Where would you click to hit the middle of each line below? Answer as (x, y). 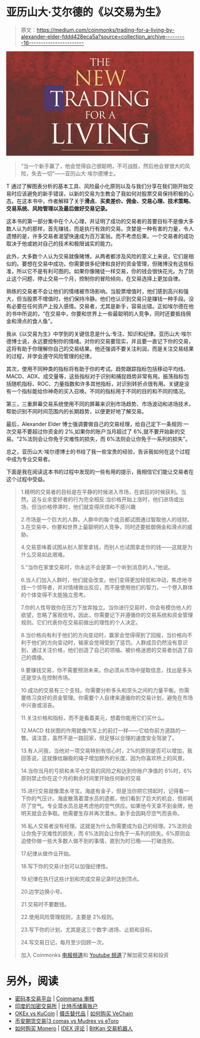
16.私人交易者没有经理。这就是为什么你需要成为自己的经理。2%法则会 (107, 826)
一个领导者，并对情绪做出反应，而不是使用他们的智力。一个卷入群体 (110, 587)
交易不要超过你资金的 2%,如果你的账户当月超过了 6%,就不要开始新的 (96, 431)
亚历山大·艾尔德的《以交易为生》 (86, 12)
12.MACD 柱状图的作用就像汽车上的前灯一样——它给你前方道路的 (101, 730)
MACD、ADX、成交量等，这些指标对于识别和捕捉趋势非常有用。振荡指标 (95, 376)
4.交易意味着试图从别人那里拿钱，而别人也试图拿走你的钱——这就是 (104, 547)
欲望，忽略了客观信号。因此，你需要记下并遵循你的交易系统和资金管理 (107, 614)
